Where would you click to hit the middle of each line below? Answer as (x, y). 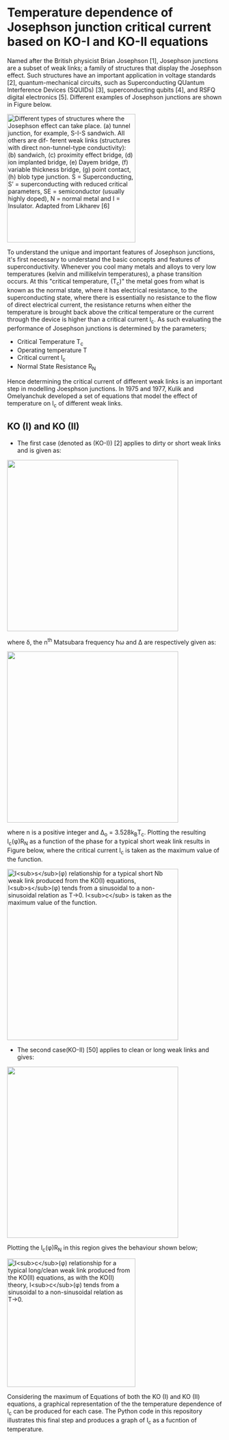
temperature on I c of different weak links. (65, 404)
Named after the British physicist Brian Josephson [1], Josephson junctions (113, 60)
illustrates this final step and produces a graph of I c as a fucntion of (102, 1421)
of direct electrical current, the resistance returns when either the (99, 305)
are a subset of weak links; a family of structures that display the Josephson (114, 68)
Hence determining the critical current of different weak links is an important (115, 381)
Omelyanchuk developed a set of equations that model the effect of (102, 396)
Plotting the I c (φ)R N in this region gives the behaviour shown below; (103, 1248)
